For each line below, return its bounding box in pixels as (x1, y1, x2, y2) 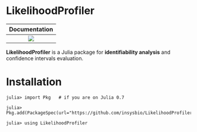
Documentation (9, 25, 54, 33)
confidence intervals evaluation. (6, 54, 84, 62)
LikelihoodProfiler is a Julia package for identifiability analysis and (6, 48, 171, 55)
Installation (6, 75, 62, 89)
